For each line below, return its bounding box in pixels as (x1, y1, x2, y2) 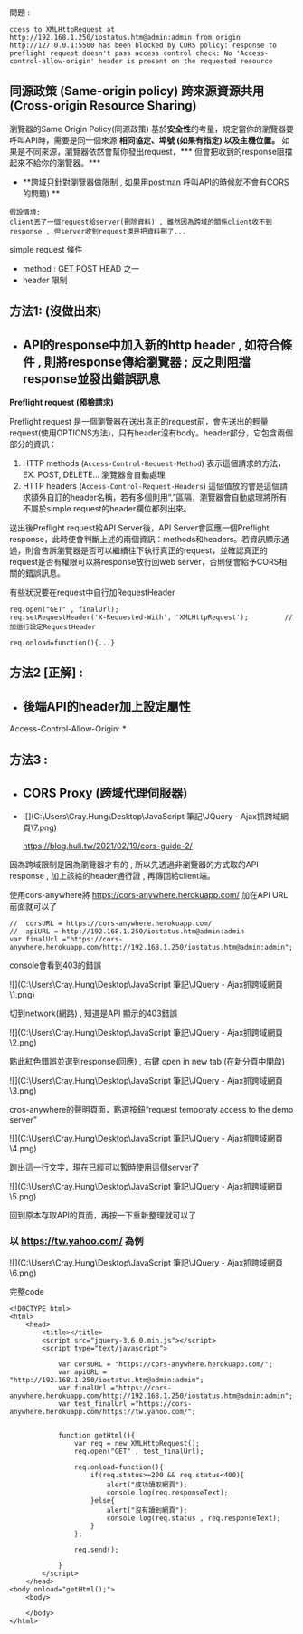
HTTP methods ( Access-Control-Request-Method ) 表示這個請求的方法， (22, 458, 287, 469)
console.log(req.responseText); (106, 1487, 229, 1497)
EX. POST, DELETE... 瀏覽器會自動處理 (22, 469, 166, 481)
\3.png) (9, 1085, 37, 1096)
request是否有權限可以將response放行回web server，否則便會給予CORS (9, 557, 279, 568)
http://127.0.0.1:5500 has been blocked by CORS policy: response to (9, 41, 278, 50)
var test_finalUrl (57, 1399, 128, 1409)
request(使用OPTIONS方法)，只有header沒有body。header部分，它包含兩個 (9, 427, 294, 438)
